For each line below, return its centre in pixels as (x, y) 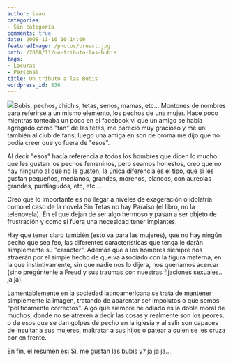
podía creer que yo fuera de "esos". (59, 143)
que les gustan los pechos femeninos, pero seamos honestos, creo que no (114, 164)
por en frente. (27, 338)
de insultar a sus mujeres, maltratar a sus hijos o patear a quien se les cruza (116, 330)
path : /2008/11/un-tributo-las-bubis (62, 53)
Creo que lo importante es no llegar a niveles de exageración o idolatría (110, 199)
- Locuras (22, 66)
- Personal (23, 72)
